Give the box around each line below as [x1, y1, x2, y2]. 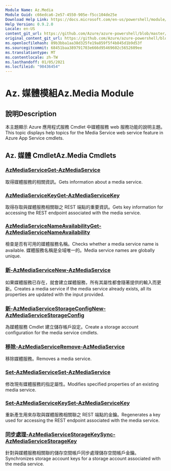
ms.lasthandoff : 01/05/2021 [5, 60, 65, 65]
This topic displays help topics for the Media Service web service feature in [5, 130, 164, 136]
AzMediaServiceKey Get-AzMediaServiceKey [5, 192, 120, 199]
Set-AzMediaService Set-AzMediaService [5, 369, 111, 376]
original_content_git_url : [5, 36, 63, 41]
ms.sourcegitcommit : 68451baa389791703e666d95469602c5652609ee [5, 45, 142, 50]
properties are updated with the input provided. [5, 291, 105, 298]
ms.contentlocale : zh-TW [5, 54, 58, 60]
